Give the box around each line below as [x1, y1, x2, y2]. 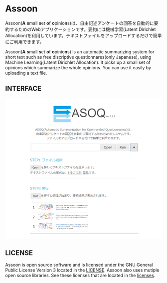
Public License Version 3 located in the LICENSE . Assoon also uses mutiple [5, 267, 160, 273]
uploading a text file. [5, 70, 47, 76]
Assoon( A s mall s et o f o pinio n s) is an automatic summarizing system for [5, 48, 155, 55]
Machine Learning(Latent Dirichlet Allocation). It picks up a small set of [5, 59, 151, 65]
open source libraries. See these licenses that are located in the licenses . [5, 272, 156, 278]
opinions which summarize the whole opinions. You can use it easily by [5, 64, 151, 70]
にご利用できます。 [5, 38, 44, 45]
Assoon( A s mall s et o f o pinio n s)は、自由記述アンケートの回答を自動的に [5, 20, 155, 26]
